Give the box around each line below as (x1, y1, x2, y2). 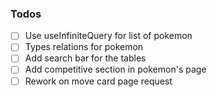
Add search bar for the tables (24, 52, 147, 64)
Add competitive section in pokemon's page (24, 63, 207, 76)
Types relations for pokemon (24, 41, 144, 53)
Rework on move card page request (24, 75, 173, 87)
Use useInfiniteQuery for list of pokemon (24, 30, 193, 42)
